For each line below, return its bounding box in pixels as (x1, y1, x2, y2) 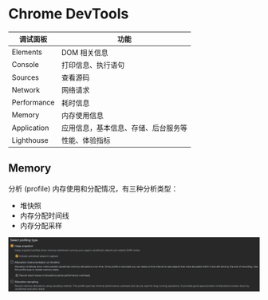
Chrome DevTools (8, 5, 129, 23)
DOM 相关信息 (61, 47, 108, 57)
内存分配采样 (19, 220, 62, 230)
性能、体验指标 (61, 136, 111, 145)
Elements (11, 47, 42, 57)
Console (11, 60, 40, 69)
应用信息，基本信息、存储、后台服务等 (61, 123, 187, 132)
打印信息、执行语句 (61, 60, 125, 69)
